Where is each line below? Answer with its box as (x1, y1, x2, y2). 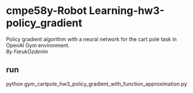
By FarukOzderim (6, 48, 48, 55)
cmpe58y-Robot (6, 4, 87, 17)
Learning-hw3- (89, 4, 165, 17)
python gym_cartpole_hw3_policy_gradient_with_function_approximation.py (6, 80, 188, 87)
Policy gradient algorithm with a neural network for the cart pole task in (6, 35, 177, 42)
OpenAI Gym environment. (6, 42, 70, 49)
